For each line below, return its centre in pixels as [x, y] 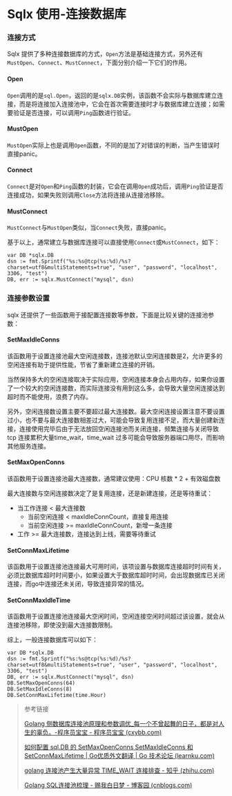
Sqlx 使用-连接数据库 [67, 14]
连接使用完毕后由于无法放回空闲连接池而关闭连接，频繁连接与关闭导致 [119, 428]
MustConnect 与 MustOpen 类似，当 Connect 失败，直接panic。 [89, 228]
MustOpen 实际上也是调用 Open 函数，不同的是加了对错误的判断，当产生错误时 [113, 145]
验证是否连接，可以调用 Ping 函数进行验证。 [74, 112]
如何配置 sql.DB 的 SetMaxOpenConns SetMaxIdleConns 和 [108, 747]
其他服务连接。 [28, 446]
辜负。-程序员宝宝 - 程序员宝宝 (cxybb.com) [99, 732]
